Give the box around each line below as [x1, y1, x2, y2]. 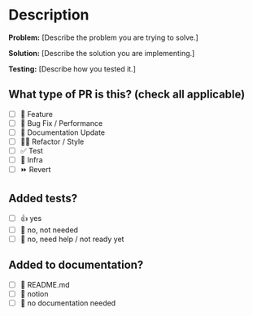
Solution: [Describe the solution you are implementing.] [8, 48, 195, 58]
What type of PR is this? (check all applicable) [8, 88, 246, 102]
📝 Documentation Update [20, 128, 106, 137]
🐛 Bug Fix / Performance [20, 118, 103, 128]
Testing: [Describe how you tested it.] [8, 63, 137, 74]
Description [8, 6, 89, 24]
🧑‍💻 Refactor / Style [20, 136, 85, 146]
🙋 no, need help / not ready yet [20, 234, 124, 244]
